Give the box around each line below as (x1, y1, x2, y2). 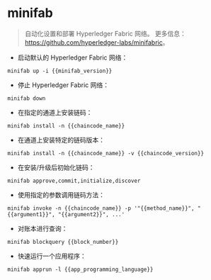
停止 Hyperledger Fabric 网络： (17, 80, 110, 89)
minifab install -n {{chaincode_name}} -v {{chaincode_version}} (7, 150, 204, 157)
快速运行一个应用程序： (17, 252, 86, 260)
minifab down (7, 94, 46, 102)
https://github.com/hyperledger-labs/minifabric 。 (24, 38, 169, 47)
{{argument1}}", (7, 211, 55, 218)
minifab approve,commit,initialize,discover (7, 177, 141, 184)
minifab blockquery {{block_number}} (7, 238, 119, 245)
